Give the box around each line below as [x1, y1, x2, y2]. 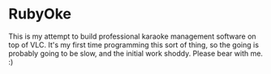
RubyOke [8, 5, 71, 23]
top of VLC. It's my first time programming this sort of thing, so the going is [8, 39, 260, 49]
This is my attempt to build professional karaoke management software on [8, 31, 257, 41]
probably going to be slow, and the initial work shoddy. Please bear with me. [8, 48, 264, 58]
